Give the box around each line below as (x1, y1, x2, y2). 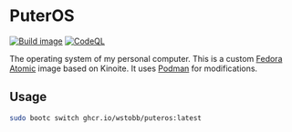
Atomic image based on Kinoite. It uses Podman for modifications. (9, 63, 258, 74)
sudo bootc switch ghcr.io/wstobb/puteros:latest (9, 113, 203, 123)
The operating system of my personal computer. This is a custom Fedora (9, 53, 283, 64)
